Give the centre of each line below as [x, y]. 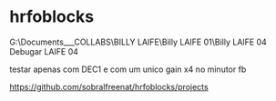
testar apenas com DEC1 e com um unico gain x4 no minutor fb [128, 69]
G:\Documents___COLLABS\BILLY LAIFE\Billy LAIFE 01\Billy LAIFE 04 [138, 42]
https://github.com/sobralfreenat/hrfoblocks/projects [109, 86]
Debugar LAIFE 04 [44, 51]
